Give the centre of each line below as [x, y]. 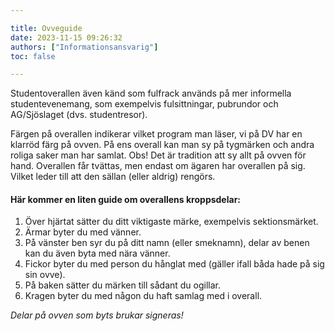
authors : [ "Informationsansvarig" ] [84, 47]
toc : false [33, 56]
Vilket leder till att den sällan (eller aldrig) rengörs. [113, 177]
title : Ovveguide [46, 28]
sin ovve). [45, 275]
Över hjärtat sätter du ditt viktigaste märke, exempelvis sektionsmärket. [171, 222]
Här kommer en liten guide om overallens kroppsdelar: [126, 199]
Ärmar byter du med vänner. [83, 232]
